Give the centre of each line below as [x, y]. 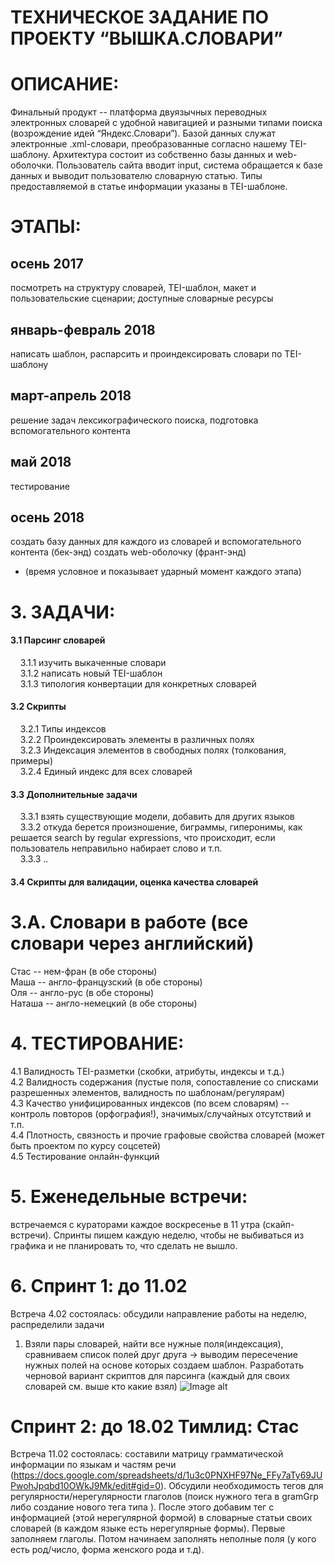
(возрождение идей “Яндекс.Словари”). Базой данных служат [143, 133]
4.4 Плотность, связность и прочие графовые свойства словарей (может [167, 1135]
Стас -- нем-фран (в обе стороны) [84, 971]
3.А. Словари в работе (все [129, 922]
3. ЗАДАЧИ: [63, 612]
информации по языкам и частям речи [93, 1465]
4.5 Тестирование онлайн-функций [85, 1156]
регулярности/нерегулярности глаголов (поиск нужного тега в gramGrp [164, 1497]
